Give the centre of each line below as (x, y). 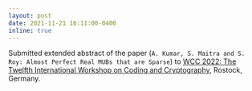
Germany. (24, 79)
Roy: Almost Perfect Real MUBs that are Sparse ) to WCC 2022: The (122, 61)
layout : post (30, 16)
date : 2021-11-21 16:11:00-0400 (62, 23)
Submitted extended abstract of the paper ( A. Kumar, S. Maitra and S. (127, 53)
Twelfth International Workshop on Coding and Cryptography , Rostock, (126, 70)
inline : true (30, 30)
